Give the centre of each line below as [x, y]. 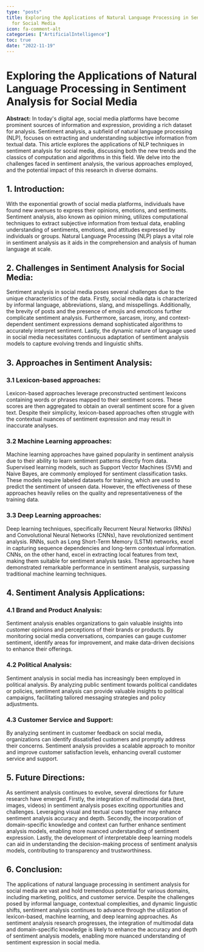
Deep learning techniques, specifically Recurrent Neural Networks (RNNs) [99, 528]
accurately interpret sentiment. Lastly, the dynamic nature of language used [101, 331]
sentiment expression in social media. [53, 942]
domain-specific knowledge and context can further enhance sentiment [96, 824]
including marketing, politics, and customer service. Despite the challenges [100, 897]
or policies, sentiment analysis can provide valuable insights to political [95, 691]
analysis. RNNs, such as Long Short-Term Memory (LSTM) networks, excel [100, 542]
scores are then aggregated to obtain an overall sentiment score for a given [101, 406]
